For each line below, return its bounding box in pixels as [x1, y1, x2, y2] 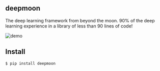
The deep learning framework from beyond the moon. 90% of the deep [5, 17, 155, 23]
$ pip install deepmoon [5, 61, 56, 66]
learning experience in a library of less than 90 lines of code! [5, 23, 133, 29]
